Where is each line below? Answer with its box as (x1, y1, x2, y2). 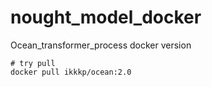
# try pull (10, 58, 56, 68)
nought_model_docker (10, 6, 202, 29)
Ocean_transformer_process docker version (10, 39, 192, 51)
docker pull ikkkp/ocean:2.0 (10, 67, 132, 77)
